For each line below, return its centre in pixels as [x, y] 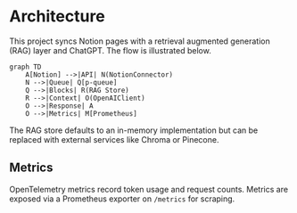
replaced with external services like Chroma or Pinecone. [114, 139]
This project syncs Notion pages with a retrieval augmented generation [140, 41]
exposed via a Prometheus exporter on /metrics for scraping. [122, 199]
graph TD [25, 67]
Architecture [57, 16]
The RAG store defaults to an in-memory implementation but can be [134, 130]
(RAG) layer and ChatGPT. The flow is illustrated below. [110, 50]
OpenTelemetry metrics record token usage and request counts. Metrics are [148, 189]
